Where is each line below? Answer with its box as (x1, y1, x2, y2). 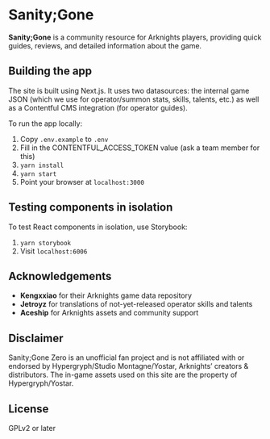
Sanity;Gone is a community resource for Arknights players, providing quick (8, 32, 262, 42)
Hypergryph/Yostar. (8, 378, 74, 388)
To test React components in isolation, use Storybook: (8, 222, 188, 232)
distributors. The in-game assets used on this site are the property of (8, 370, 238, 380)
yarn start (19, 169, 57, 178)
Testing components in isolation (8, 200, 173, 215)
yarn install (19, 161, 64, 169)
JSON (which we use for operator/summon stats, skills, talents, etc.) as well (8, 94, 260, 104)
